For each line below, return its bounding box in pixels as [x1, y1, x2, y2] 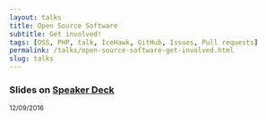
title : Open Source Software [9, 21, 118, 30]
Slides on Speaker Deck [9, 84, 115, 96]
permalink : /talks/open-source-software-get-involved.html [9, 46, 235, 55]
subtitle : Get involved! [9, 29, 102, 38]
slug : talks [9, 54, 54, 63]
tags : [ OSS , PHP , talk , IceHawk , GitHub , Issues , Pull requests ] [9, 37, 259, 47]
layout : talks [9, 12, 63, 22]
